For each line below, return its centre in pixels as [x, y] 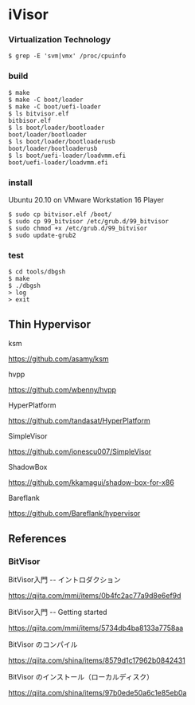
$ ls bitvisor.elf [39, 113]
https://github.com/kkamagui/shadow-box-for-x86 [92, 482]
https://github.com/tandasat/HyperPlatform [79, 421]
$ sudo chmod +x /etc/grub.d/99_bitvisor [78, 229]
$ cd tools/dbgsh [37, 272]
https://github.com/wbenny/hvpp [62, 390]
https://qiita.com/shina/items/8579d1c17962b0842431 [97, 660]
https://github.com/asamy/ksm [58, 359]
